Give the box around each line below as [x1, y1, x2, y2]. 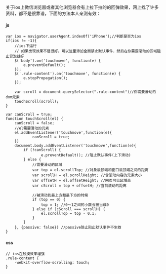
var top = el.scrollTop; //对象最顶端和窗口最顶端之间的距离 [32, 167, 149, 173]
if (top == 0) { [32, 197, 66, 202]
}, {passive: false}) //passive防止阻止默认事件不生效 [14, 225, 122, 230]
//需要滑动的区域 [32, 162, 63, 167]
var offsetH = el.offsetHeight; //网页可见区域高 [32, 178, 131, 183]
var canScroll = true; [5, 112, 52, 117]
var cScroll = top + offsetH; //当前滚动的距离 [32, 183, 127, 189]
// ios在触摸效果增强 [5, 251, 45, 257]
